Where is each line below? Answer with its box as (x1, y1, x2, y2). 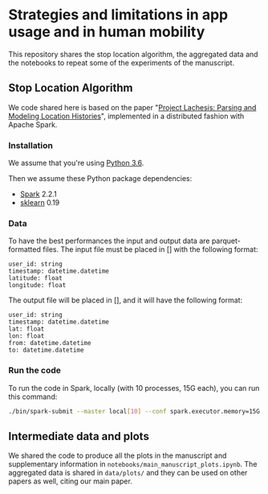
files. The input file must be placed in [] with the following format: (43, 245, 258, 254)
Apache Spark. (8, 119, 58, 130)
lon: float (8, 332, 45, 340)
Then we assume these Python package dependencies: (8, 174, 193, 183)
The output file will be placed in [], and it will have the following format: (8, 295, 243, 305)
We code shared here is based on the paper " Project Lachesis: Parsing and (8, 102, 257, 112)
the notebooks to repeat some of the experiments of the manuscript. (8, 58, 235, 68)
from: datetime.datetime (8, 340, 91, 348)
